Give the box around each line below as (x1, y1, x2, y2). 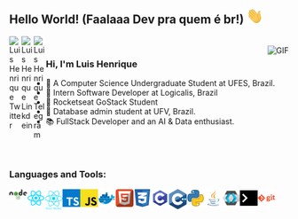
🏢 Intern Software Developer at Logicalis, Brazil (45, 88, 218, 98)
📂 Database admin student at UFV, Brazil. (45, 106, 196, 117)
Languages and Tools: (9, 168, 106, 181)
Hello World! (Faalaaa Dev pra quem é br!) (9, 12, 245, 27)
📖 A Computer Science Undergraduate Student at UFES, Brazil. (45, 78, 276, 89)
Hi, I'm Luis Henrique (45, 58, 137, 70)
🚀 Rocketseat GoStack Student (45, 97, 158, 107)
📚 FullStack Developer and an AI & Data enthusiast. (45, 116, 235, 127)
